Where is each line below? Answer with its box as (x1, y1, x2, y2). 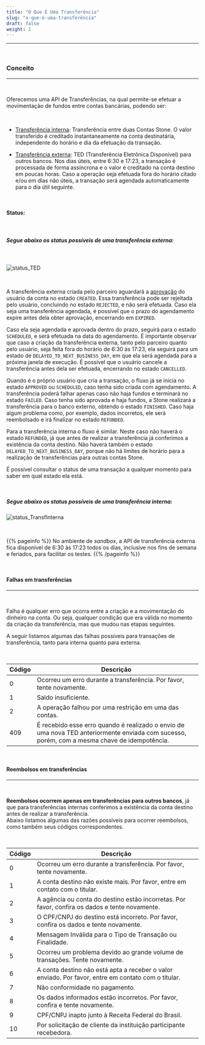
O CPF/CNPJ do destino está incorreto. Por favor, (37, 913, 178, 921)
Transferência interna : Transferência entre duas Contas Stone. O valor (15, 126, 192, 133)
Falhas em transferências (6, 576, 72, 583)
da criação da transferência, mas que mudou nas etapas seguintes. (6, 620, 176, 628)
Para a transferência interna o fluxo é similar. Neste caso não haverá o (6, 427, 183, 435)
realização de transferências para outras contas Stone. (6, 454, 145, 461)
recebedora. (37, 1028, 72, 1037)
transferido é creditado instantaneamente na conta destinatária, (15, 132, 176, 140)
